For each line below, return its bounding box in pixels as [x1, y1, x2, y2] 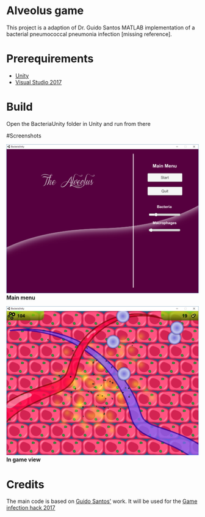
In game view [6, 456, 41, 463]
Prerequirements [6, 52, 94, 66]
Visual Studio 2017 [15, 78, 62, 86]
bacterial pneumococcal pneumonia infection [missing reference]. [6, 30, 172, 37]
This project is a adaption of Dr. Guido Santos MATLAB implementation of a [6, 24, 195, 31]
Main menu [6, 294, 35, 301]
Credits [6, 477, 45, 491]
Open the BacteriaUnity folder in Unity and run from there [6, 120, 151, 127]
